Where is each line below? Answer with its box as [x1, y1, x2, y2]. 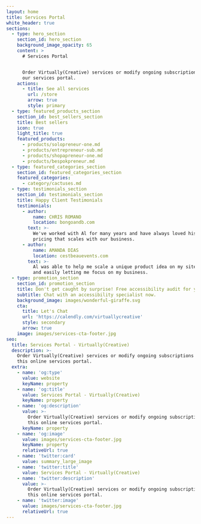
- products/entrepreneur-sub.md [22, 147, 103, 153]
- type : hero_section [11, 31, 66, 37]
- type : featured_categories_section [11, 164, 106, 170]
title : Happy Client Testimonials [17, 197, 103, 203]
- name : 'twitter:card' [17, 453, 77, 459]
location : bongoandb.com [32, 220, 95, 226]
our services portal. [22, 75, 77, 81]
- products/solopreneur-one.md [22, 142, 100, 148]
